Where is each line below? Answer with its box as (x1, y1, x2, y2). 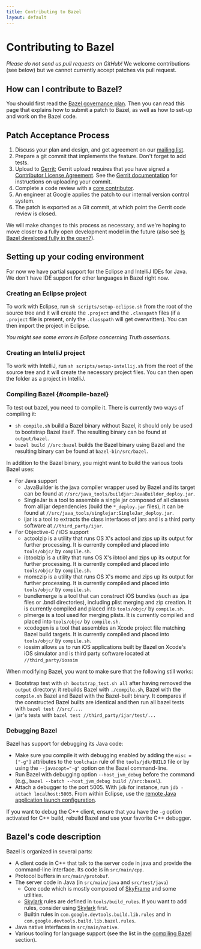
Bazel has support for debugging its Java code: (6, 740, 124, 748)
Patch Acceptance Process (6, 130, 110, 140)
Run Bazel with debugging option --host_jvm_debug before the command (14, 771, 195, 778)
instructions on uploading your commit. (14, 178, 112, 185)
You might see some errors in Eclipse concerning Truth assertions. (6, 334, 171, 341)
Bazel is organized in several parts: (6, 847, 93, 855)
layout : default (6, 14, 47, 20)
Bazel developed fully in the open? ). (6, 235, 95, 242)
